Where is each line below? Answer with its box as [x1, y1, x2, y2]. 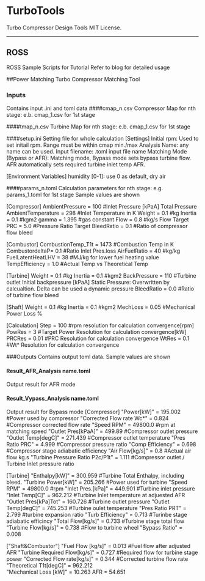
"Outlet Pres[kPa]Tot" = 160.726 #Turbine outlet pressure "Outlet [6, 498, 170, 505]
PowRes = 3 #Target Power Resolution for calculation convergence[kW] [6, 328, 187, 336]
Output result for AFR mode [6, 380, 76, 388]
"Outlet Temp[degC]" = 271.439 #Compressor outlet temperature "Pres [6, 434, 185, 442]
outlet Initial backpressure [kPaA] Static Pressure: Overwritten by [6, 279, 170, 286]
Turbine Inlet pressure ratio [6, 460, 74, 468]
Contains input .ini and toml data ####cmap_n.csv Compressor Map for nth [6, 105, 196, 112]
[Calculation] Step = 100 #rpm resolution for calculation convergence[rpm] [6, 322, 194, 329]
